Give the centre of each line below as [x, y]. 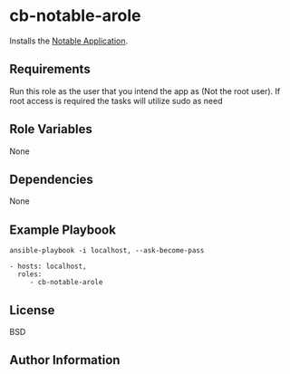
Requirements [50, 69]
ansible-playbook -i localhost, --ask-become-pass [107, 251]
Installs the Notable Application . [69, 41]
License [32, 310]
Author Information [65, 360]
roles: [30, 274]
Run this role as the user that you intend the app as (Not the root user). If [145, 91]
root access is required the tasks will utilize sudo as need [116, 101]
